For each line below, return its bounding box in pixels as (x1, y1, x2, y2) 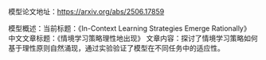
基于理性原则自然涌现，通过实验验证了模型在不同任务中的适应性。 (8, 43, 225, 53)
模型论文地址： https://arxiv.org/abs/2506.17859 (8, 7, 165, 16)
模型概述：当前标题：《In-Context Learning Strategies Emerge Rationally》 (8, 24, 251, 33)
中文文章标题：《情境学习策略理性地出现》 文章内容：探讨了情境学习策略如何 (8, 34, 258, 43)
